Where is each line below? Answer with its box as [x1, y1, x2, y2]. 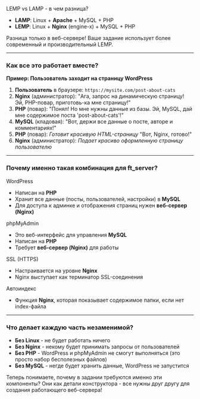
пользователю [14, 143, 52, 151]
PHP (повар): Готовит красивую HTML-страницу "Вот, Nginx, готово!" [14, 131, 192, 138]
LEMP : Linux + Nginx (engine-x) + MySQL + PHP [14, 23, 136, 30]
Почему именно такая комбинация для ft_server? [6, 164, 158, 172]
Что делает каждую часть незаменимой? [6, 323, 134, 332]
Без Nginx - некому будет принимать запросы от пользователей [14, 343, 180, 350]
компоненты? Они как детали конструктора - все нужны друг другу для [6, 380, 190, 387]
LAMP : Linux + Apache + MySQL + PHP [14, 17, 114, 23]
